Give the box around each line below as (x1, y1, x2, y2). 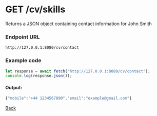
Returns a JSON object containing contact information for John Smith (5, 21, 152, 27)
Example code (5, 57, 42, 64)
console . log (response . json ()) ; (5, 73, 72, 79)
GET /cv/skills (5, 4, 66, 15)
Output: (5, 84, 22, 90)
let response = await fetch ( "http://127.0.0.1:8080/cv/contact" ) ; (5, 68, 150, 74)
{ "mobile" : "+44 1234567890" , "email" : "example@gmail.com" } (5, 96, 132, 101)
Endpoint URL (5, 33, 40, 41)
